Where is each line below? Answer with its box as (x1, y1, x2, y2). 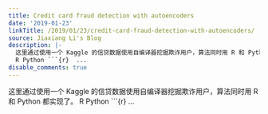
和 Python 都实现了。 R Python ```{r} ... (8, 96, 135, 106)
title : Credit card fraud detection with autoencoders (8, 11, 195, 20)
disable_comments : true (8, 64, 88, 72)
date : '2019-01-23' (8, 19, 73, 27)
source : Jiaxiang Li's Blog (8, 33, 102, 42)
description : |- (8, 41, 62, 49)
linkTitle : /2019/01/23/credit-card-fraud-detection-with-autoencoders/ (8, 26, 255, 34)
